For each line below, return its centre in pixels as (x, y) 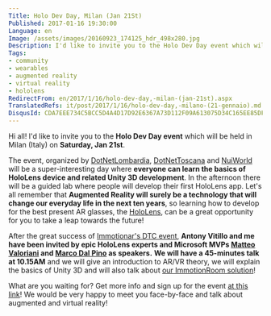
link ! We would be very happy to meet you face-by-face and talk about (126, 294)
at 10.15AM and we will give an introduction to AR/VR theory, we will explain (134, 262)
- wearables (28, 69)
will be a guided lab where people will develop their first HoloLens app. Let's (135, 186)
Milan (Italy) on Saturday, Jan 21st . (67, 145)
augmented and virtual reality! (58, 303)
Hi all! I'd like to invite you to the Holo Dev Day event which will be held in (130, 136)
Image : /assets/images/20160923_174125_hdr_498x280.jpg (104, 38)
